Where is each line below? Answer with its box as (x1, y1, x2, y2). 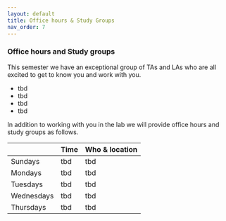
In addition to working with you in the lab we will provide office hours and (7, 120, 220, 129)
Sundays (11, 156, 40, 166)
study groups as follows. (7, 128, 79, 136)
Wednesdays (11, 191, 54, 201)
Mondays (11, 167, 42, 177)
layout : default (7, 10, 55, 18)
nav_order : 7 (7, 23, 46, 30)
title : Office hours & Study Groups (7, 17, 115, 24)
